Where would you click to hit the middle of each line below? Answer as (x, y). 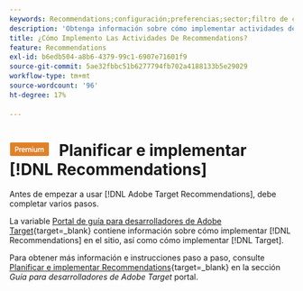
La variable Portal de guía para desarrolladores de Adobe (116, 222)
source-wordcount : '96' (54, 86)
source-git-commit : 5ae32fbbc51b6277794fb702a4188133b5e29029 (129, 67)
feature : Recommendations (58, 48)
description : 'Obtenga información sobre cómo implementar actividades (147, 28)
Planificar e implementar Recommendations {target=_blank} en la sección (145, 268)
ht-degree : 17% (38, 95)
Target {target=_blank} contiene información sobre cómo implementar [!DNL (150, 231)
